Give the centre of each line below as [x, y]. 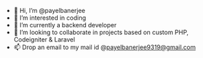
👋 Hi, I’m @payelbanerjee [50, 11]
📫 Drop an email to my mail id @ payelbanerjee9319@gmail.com [105, 47]
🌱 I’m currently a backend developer [65, 25]
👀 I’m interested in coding [50, 18]
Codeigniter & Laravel [44, 40]
